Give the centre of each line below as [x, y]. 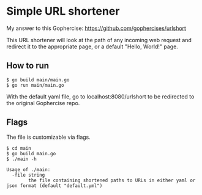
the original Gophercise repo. [43, 103]
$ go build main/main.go [38, 80]
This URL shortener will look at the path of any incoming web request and [99, 40]
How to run [28, 66]
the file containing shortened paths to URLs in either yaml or [112, 180]
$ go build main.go [31, 153]
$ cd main [19, 148]
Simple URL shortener [63, 11]
